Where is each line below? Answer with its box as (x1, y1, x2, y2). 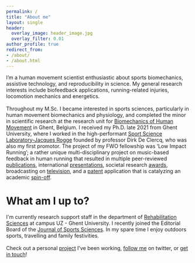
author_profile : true (6, 42, 59, 48)
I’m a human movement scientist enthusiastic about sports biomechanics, (6, 74, 183, 81)
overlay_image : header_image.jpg (11, 31, 93, 36)
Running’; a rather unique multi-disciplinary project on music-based (6, 149, 169, 156)
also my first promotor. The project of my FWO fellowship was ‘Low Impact (6, 142, 186, 150)
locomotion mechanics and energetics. (6, 92, 100, 100)
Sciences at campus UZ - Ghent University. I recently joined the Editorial (6, 220, 180, 227)
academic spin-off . (6, 174, 52, 181)
